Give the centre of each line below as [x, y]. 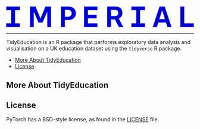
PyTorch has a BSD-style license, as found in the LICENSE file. [83, 119]
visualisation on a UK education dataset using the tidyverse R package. [94, 49]
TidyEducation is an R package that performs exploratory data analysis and [99, 42]
